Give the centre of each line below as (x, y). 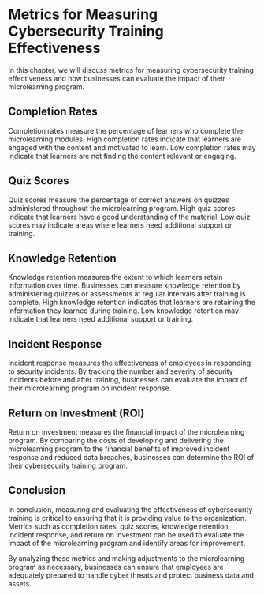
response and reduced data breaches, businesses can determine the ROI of (131, 457)
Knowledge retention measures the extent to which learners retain (115, 277)
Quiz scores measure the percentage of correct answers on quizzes (119, 200)
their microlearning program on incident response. (90, 388)
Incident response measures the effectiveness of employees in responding (129, 363)
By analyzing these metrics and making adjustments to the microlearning (126, 558)
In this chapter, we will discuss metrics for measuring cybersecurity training (131, 70)
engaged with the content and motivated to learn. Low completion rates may (132, 147)
